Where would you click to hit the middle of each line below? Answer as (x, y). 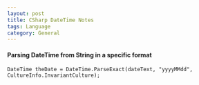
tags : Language (29, 26)
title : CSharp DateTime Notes (51, 20)
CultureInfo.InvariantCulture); (54, 76)
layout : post (26, 13)
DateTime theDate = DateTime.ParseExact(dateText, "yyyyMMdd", (100, 70)
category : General (34, 33)
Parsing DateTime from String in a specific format (79, 55)
